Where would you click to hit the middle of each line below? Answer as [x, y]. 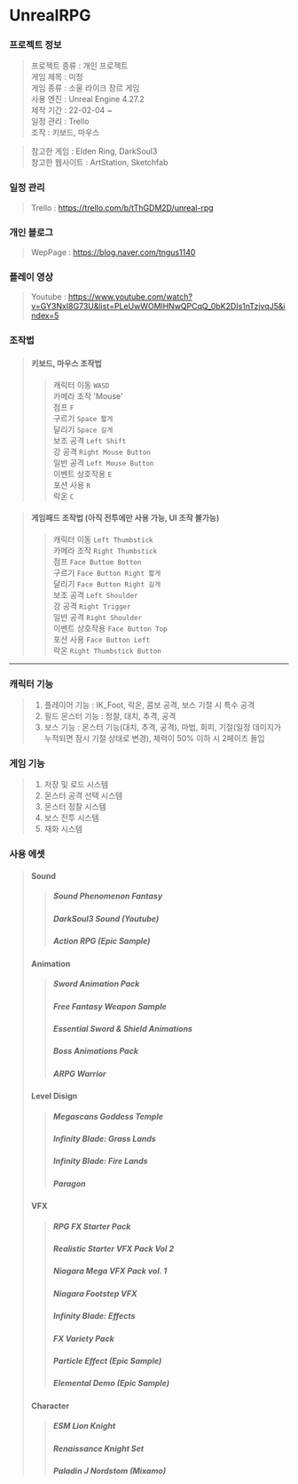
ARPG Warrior [79, 1073]
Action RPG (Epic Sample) [102, 941]
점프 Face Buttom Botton [97, 562]
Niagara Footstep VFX [95, 1293]
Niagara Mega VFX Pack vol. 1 [110, 1271]
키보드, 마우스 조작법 [66, 363]
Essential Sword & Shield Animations [123, 1028]
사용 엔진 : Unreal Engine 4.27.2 [87, 100]
